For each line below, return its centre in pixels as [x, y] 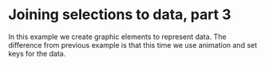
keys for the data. [37, 53]
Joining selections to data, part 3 [120, 15]
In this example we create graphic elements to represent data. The [117, 37]
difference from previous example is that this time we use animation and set [133, 45]
